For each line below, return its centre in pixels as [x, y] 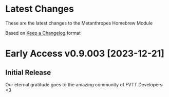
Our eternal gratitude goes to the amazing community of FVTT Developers [84, 84]
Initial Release [28, 72]
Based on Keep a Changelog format [43, 33]
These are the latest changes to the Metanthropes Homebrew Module [79, 23]
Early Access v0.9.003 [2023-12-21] [85, 54]
